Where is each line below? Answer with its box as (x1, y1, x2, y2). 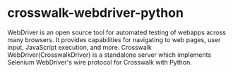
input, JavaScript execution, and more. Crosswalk (7, 43, 152, 51)
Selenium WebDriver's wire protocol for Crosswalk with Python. (7, 58, 193, 66)
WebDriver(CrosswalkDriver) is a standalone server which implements (7, 51, 212, 59)
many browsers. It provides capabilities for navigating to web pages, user (7, 35, 221, 44)
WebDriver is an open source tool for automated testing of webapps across (7, 28, 226, 36)
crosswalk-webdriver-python (7, 5, 184, 21)
